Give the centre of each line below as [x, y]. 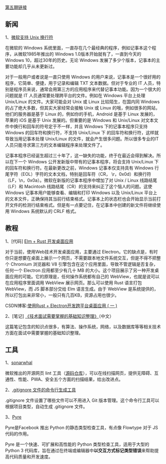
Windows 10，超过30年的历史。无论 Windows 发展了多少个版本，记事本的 [81, 60]
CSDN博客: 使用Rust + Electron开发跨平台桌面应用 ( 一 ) [61, 306]
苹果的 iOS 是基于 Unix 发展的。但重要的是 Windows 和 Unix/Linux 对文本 [80, 120]
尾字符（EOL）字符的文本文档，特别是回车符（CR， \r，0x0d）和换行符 [78, 174]
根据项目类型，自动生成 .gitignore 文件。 [46, 407]
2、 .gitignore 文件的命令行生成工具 [41, 390]
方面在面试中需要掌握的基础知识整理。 [44, 333]
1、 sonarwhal [19, 362]
